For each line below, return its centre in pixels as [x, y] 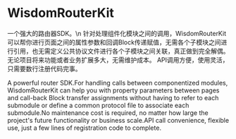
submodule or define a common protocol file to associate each [98, 105]
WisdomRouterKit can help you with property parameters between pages [113, 90]
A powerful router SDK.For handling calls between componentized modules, [118, 83]
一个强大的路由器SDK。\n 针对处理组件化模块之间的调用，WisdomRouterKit [117, 33]
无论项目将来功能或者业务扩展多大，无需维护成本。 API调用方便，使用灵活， [118, 60]
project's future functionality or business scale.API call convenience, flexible [118, 120]
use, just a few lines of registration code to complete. [85, 128]
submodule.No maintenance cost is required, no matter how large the [108, 113]
